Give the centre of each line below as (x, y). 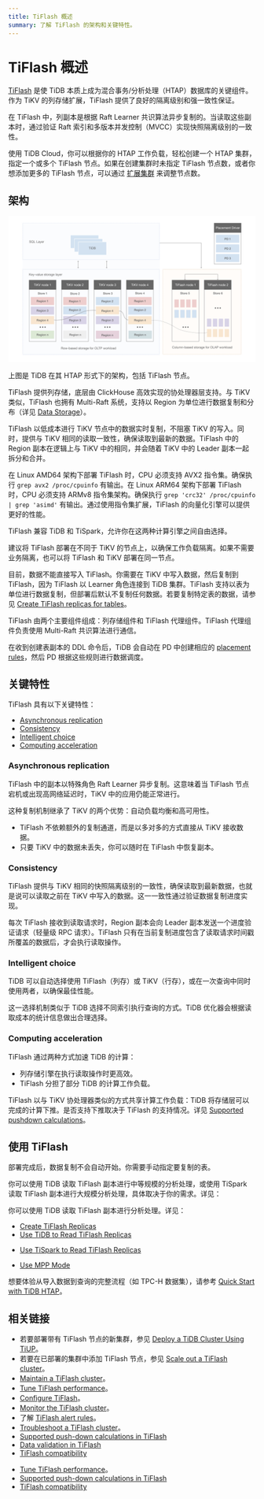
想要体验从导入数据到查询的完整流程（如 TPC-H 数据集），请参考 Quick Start (132, 1282)
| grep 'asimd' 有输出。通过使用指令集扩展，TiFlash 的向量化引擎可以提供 (129, 504)
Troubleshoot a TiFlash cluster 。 (72, 1428)
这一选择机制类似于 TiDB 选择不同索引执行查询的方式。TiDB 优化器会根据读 (130, 1007)
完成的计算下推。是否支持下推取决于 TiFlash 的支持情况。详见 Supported (126, 1110)
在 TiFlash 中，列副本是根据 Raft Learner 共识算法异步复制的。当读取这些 (126, 117)
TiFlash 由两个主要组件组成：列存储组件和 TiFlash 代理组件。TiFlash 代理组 (130, 620)
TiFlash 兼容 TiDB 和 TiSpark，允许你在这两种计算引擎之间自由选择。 (120, 531)
